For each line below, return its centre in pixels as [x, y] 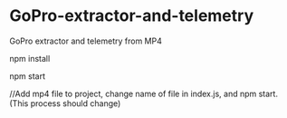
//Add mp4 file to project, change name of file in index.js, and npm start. [144, 93]
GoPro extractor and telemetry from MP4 [86, 41]
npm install [30, 58]
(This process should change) [65, 103]
